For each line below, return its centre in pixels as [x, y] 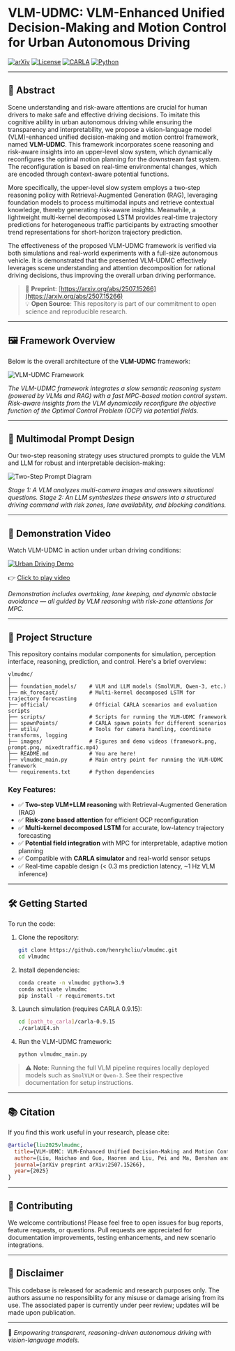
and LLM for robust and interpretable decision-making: [87, 463]
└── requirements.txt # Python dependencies [82, 772]
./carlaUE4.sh [38, 1028]
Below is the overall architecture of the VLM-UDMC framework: [99, 361]
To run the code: [32, 924]
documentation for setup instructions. [79, 1083]
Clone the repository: [48, 938]
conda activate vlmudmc [53, 989]
